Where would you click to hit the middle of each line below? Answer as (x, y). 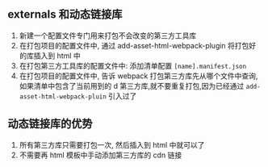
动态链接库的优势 (50, 124)
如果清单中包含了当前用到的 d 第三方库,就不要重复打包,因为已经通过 (132, 86)
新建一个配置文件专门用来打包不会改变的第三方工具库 (108, 35)
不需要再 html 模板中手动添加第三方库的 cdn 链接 (100, 155)
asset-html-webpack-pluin (63, 96)
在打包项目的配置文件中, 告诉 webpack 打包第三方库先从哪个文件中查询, (138, 76)
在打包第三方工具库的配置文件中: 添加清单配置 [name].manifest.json (133, 65)
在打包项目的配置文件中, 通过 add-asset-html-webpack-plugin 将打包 (134, 45)
